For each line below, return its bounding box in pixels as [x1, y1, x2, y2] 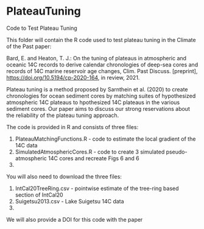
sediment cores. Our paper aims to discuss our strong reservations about [6, 105, 190, 112]
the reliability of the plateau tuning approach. [6, 111, 119, 119]
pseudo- [166, 148, 188, 155]
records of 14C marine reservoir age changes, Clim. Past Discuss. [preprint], [6, 67, 198, 74]
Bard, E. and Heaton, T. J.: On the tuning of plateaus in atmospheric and [6, 54, 187, 62]
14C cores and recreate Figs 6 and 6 [48, 154, 139, 162]
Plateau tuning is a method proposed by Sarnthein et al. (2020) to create [6, 85, 188, 93]
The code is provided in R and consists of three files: [6, 123, 139, 130]
